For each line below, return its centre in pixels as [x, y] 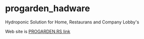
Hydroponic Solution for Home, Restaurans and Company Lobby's [72, 22]
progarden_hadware [48, 9]
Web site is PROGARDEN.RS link [38, 31]
